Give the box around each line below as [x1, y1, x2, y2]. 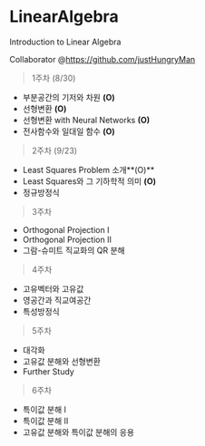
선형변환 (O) [22, 102, 67, 114]
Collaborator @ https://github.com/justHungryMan [9, 53, 196, 64]
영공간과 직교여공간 [22, 295, 92, 305]
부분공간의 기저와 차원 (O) [22, 92, 115, 102]
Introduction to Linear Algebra [9, 36, 122, 47]
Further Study [22, 365, 74, 377]
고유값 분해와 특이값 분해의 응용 [22, 426, 134, 437]
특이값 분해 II [22, 415, 69, 426]
